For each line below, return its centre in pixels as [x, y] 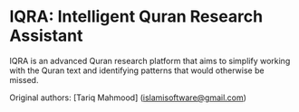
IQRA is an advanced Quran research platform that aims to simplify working [150, 61]
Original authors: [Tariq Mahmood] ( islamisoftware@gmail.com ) [128, 98]
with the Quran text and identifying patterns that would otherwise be [137, 70]
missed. [24, 79]
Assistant [46, 36]
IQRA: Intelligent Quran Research [136, 17]
